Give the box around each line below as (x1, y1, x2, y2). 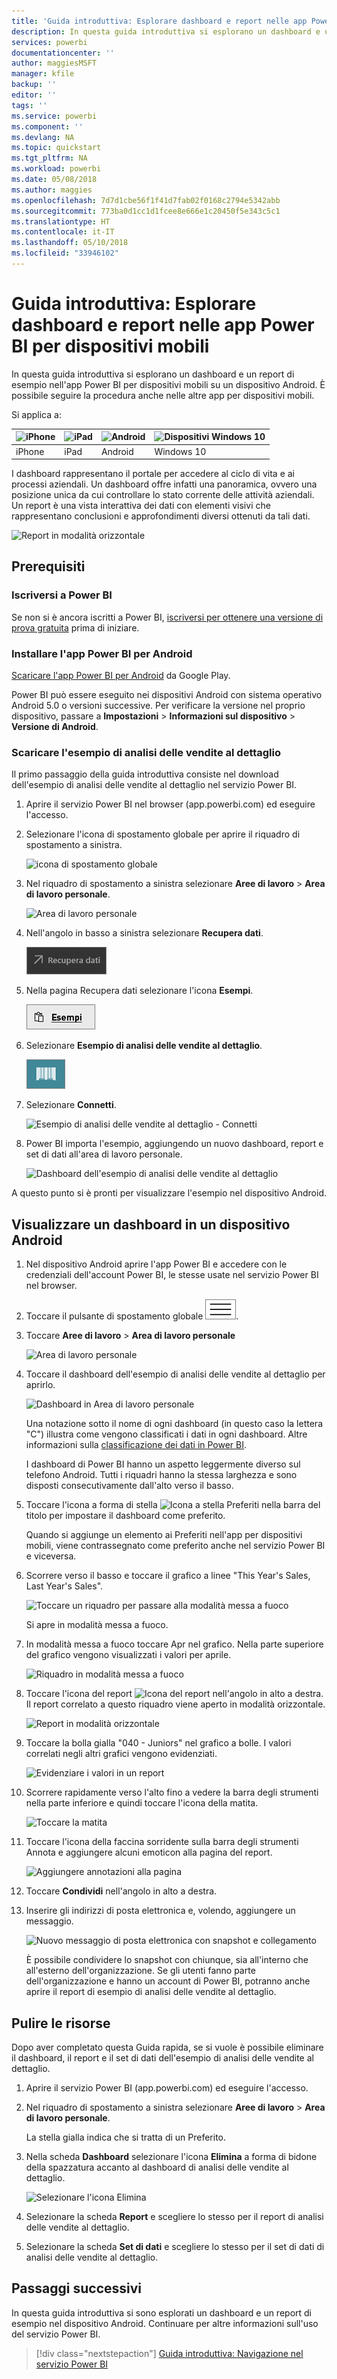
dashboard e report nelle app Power (11, 314, 315, 337)
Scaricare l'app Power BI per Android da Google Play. (11, 670, 231, 682)
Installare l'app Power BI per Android (11, 646, 193, 660)
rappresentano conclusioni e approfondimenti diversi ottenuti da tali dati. (11, 510, 311, 522)
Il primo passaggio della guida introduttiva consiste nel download (11, 768, 279, 780)
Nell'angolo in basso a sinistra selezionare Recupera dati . (25, 927, 264, 939)
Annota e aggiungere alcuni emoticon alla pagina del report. (25, 1846, 273, 1859)
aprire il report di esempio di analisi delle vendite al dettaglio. (25, 1986, 277, 1998)
